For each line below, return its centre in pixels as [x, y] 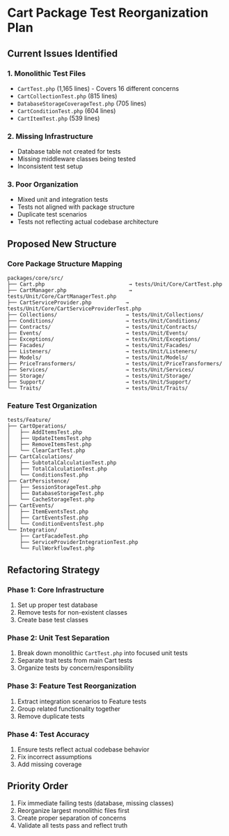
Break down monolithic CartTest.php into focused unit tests [102, 653]
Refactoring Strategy [54, 570]
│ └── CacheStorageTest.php [51, 500]
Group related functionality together [69, 709]
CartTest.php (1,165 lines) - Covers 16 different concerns [98, 88]
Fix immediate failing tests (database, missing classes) [95, 803]
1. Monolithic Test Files [47, 73]
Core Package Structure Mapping [65, 263]
